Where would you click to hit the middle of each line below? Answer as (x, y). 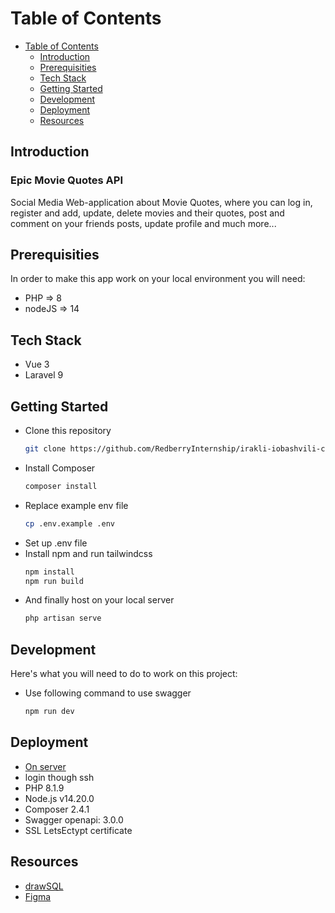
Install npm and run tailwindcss (88, 553)
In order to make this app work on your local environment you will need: (158, 279)
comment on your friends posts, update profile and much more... (143, 223)
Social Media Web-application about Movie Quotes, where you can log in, (161, 202)
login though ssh (59, 777)
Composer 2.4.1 (57, 809)
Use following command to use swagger (108, 693)
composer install (61, 486)
